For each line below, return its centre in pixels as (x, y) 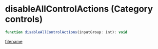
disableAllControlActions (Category (79, 9)
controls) (24, 19)
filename (14, 41)
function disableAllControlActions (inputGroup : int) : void (66, 32)
